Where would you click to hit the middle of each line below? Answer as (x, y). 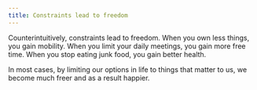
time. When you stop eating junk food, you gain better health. (107, 54)
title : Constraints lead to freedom (68, 15)
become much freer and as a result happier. (79, 77)
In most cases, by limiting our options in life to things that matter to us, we (128, 69)
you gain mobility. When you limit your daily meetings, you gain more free (127, 46)
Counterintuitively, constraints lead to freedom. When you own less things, (129, 38)
